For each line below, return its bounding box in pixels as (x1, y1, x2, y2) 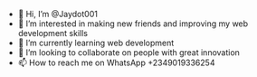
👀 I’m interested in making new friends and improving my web (17, 18, 249, 29)
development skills (17, 28, 89, 38)
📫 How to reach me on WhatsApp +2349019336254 (17, 57, 215, 68)
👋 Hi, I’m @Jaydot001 (17, 9, 98, 19)
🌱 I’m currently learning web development (17, 37, 175, 48)
